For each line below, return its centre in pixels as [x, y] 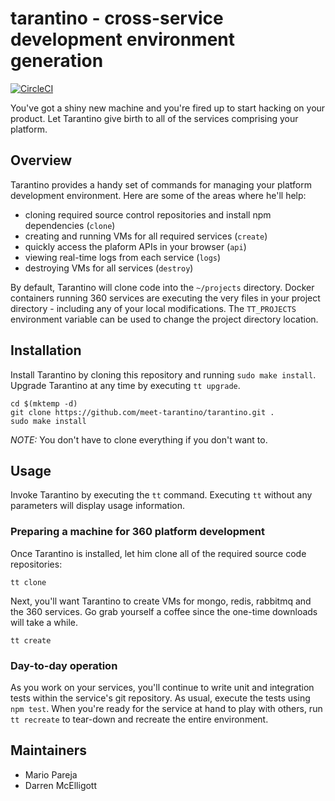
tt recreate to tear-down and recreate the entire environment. [139, 719]
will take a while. [44, 622]
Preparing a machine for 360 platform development [137, 532]
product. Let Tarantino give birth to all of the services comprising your [154, 118]
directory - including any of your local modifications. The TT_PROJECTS [153, 308]
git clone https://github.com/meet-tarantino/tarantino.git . [142, 412]
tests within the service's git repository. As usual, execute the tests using [160, 698]
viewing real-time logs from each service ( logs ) [123, 257]
